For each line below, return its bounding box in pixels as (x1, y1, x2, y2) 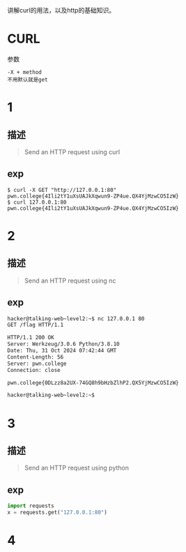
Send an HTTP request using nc (24, 276, 116, 285)
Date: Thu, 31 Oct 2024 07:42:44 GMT (7, 348, 117, 355)
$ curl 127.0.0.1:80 (7, 198, 68, 206)
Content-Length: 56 (7, 353, 64, 361)
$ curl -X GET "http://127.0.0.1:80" (7, 186, 117, 193)
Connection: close (7, 366, 61, 373)
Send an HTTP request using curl (24, 147, 121, 156)
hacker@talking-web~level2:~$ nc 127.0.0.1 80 (7, 315, 145, 322)
